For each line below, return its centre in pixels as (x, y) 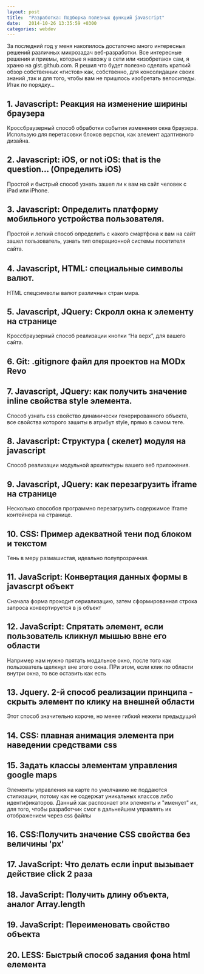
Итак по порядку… (31, 85)
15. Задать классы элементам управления (92, 766)
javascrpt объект (41, 587)
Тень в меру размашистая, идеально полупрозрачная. (78, 558)
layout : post (23, 12)
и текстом (27, 543)
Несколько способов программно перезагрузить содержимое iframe (97, 509)
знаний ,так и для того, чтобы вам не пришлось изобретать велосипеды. (101, 78)
